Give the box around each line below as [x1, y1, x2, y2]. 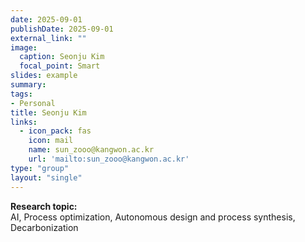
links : [10, 117, 38, 127]
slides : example [10, 71, 78, 81]
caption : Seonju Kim [19, 52, 105, 62]
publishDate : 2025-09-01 [10, 24, 114, 34]
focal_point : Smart [19, 61, 101, 71]
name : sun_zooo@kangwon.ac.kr [28, 145, 155, 155]
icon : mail [28, 136, 74, 146]
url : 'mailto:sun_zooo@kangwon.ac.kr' [28, 154, 190, 164]
